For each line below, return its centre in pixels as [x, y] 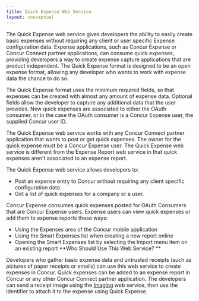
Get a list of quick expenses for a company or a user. [79, 194]
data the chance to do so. [37, 78]
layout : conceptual [30, 17]
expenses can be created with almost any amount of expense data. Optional [99, 96]
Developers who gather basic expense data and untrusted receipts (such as [99, 259]
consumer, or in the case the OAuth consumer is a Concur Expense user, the [100, 115]
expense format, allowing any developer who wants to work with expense [96, 72]
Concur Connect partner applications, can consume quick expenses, [90, 53]
